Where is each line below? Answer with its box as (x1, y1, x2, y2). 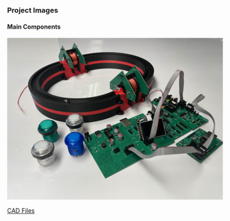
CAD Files (7, 207, 36, 215)
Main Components (7, 23, 61, 31)
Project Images (7, 5, 58, 15)
